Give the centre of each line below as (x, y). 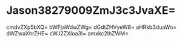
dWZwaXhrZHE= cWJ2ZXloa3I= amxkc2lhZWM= (68, 33)
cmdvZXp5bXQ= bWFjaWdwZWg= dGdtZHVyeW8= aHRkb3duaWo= (92, 27)
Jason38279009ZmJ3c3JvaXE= (91, 10)
